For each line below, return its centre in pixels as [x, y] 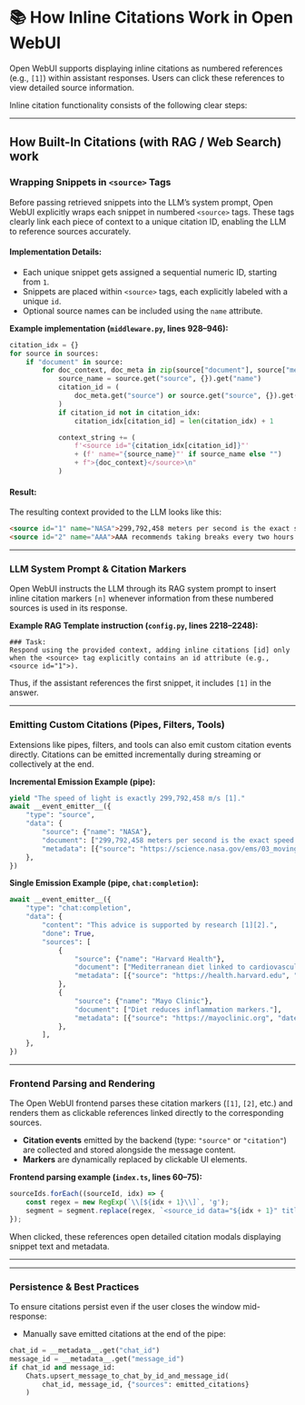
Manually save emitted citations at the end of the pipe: [124, 1334]
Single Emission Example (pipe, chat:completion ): [104, 883]
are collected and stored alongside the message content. [129, 1150]
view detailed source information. [72, 87]
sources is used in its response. [69, 608]
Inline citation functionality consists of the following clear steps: [128, 105]
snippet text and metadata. [60, 1246]
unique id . [42, 301]
